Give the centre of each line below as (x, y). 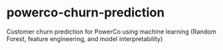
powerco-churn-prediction (86, 13)
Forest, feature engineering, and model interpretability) (85, 38)
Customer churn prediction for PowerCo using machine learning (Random (111, 32)
